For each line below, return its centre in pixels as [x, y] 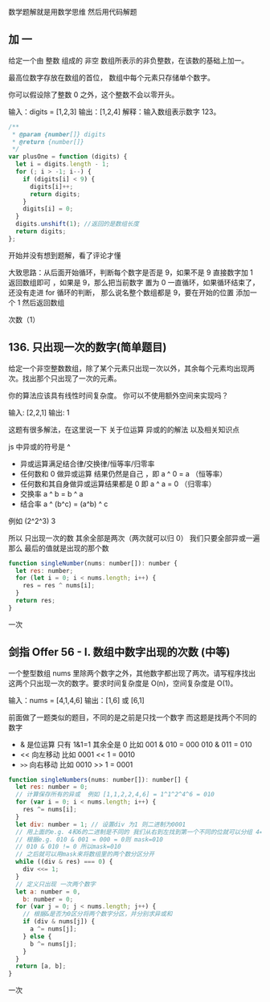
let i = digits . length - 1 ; [63, 164]
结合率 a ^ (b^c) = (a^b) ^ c [64, 504]
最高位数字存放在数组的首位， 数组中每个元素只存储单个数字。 [111, 77]
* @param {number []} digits [59, 134]
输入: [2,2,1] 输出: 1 [39, 412]
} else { [37, 936]
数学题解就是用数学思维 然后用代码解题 [73, 12]
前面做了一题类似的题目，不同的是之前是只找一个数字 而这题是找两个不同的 [133, 717]
